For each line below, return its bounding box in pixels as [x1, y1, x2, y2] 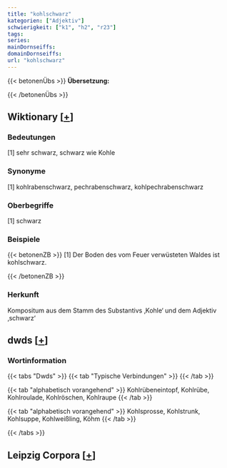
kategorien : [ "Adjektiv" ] [7, 17, 84, 24]
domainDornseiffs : [7, 51, 62, 58]
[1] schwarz [7, 217, 41, 225]
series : [7, 37, 31, 44]
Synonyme [7, 166, 46, 176]
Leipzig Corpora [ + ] [7, 449, 96, 461]
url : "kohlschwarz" [7, 57, 66, 64]
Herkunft [7, 290, 39, 300]
